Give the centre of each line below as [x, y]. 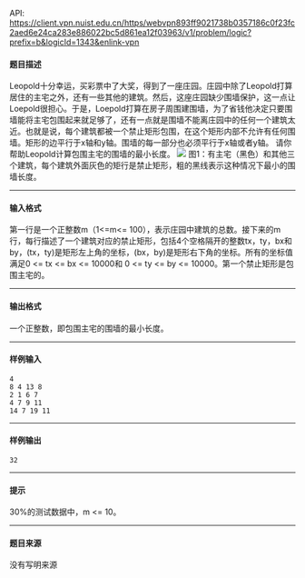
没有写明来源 [33, 565]
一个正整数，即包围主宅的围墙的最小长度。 [89, 328]
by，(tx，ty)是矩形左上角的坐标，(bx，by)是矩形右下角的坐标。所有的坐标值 [151, 253]
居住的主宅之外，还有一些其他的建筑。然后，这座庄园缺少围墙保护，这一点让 [152, 97]
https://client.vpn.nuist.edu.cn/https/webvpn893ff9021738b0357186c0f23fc [152, 23]
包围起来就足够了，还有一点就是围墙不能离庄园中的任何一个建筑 [168, 120]
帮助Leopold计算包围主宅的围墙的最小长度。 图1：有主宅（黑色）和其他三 [152, 154]
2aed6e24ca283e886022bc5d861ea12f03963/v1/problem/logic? [131, 32]
